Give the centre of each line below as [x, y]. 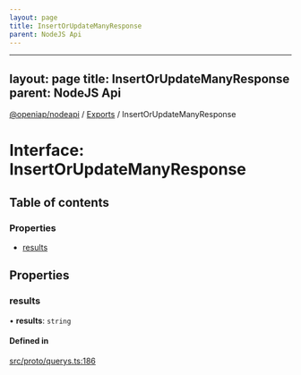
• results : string [40, 320]
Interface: [47, 151]
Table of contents [59, 202]
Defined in [29, 341]
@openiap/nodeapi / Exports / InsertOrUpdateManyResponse [123, 115]
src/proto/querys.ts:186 [53, 361]
